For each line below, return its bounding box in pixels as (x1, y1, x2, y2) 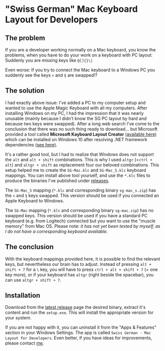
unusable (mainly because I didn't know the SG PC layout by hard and (5, 115, 147, 121)
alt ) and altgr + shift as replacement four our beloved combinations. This (5, 162, 159, 168)
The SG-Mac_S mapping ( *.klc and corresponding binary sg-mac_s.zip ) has (5, 187, 156, 193)
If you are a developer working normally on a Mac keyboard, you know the (5, 47, 156, 52)
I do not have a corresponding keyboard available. (5, 228, 108, 234)
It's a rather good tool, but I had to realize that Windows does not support (5, 151, 154, 157)
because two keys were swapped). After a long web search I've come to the (5, 120, 160, 127)
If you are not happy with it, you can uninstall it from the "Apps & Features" (5, 324, 157, 330)
